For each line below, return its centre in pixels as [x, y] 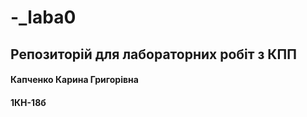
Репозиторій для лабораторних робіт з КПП [153, 54]
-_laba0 [43, 17]
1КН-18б [28, 102]
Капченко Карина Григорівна [74, 80]
